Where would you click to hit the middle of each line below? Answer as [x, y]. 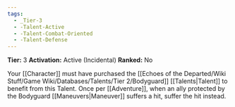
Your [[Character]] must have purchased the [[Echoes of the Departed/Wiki [117, 74]
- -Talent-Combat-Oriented [53, 33]
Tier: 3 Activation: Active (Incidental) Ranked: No [80, 60]
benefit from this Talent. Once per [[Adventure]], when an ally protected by [116, 89]
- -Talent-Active [39, 27]
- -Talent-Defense [41, 40]
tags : [15, 14]
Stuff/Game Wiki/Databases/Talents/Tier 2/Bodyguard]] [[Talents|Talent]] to [117, 81]
